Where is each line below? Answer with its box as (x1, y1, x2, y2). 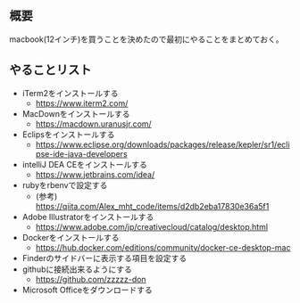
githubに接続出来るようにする (21, 264, 132, 274)
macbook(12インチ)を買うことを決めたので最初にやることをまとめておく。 (9, 34, 284, 45)
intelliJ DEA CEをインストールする (21, 159, 147, 169)
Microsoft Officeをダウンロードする (21, 284, 154, 295)
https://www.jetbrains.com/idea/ (35, 168, 155, 180)
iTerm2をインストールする (21, 87, 119, 98)
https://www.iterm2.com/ (35, 97, 129, 109)
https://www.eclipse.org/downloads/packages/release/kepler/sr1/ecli (35, 139, 290, 150)
